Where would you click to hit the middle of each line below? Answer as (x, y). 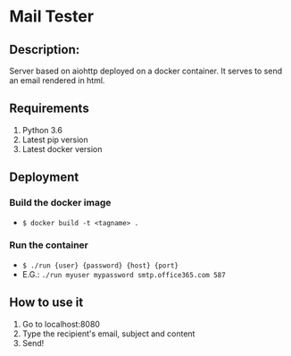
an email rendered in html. (57, 81)
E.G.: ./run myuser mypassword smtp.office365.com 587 (124, 274)
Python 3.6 (42, 130)
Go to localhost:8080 (61, 324)
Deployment (44, 178)
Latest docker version (62, 148)
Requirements (49, 109)
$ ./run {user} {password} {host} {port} (100, 266)
